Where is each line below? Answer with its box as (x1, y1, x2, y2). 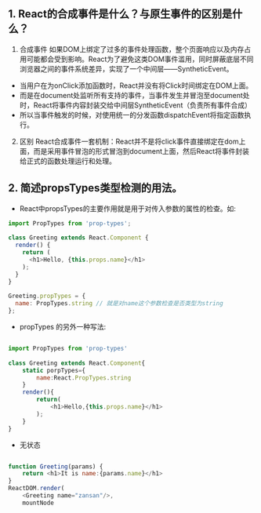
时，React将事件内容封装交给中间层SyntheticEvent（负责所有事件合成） (19, 100, 252, 110)
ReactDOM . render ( (8, 485, 65, 493)
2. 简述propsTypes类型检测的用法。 (8, 181, 183, 195)
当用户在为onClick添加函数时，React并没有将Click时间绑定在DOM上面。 (19, 81, 253, 90)
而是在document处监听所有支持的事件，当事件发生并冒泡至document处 (19, 90, 250, 100)
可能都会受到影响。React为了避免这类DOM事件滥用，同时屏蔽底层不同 (26, 54, 254, 64)
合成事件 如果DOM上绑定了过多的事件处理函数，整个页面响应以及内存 (19, 44, 245, 53)
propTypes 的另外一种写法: (19, 322, 107, 331)
